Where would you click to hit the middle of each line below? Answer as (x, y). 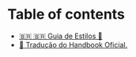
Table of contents (66, 14)
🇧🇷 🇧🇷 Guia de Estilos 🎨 (60, 36)
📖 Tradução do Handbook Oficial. (73, 45)
